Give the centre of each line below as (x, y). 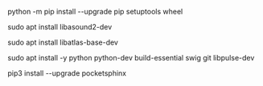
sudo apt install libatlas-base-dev (63, 42)
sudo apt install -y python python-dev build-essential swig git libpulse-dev (131, 58)
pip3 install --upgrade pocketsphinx (67, 73)
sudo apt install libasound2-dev (60, 27)
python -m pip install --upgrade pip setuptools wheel (95, 12)
